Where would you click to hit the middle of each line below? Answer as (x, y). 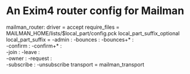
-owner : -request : (29, 58)
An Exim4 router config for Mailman (95, 11)
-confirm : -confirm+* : (34, 46)
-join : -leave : (23, 52)
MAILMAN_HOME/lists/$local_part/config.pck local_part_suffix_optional (93, 33)
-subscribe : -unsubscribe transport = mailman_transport (75, 64)
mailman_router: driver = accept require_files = (63, 27)
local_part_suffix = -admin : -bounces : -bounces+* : (70, 39)
